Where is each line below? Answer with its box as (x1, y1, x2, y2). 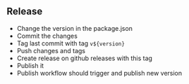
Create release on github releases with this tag (16, 54, 153, 62)
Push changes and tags (16, 46, 86, 55)
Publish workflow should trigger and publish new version (16, 69, 183, 77)
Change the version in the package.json (16, 24, 133, 32)
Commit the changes (16, 31, 78, 40)
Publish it (16, 61, 44, 69)
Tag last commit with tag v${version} (16, 38, 125, 48)
